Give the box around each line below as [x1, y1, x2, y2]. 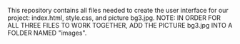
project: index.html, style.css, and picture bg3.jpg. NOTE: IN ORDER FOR [7, 13, 221, 22]
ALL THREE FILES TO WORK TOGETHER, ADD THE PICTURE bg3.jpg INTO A [7, 21, 233, 29]
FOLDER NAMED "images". [7, 28, 87, 37]
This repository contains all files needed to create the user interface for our [7, 6, 229, 14]
